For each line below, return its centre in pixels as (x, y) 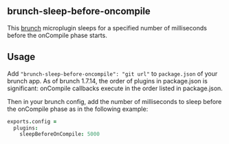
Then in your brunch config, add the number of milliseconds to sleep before (115, 101)
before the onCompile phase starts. (57, 35)
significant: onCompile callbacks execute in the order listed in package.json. (115, 88)
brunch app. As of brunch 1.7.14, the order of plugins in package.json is (107, 81)
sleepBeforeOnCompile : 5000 (59, 134)
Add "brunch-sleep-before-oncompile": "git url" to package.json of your (112, 73)
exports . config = (32, 121)
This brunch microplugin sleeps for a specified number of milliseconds (107, 28)
